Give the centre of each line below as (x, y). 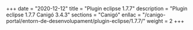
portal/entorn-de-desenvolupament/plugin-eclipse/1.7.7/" (76, 21)
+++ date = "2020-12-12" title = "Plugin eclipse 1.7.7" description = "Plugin (97, 9)
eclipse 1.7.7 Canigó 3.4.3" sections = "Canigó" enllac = (74, 15)
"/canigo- (154, 15)
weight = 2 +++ (166, 21)
